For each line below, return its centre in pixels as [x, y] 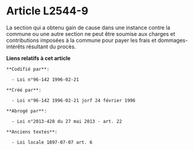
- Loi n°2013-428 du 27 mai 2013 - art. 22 [67, 121]
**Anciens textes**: [32, 132]
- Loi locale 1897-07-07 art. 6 [52, 142]
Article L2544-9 [47, 11]
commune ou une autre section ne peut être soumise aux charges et [91, 33]
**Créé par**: [24, 90]
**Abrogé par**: [26, 111]
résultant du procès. [51, 47]
